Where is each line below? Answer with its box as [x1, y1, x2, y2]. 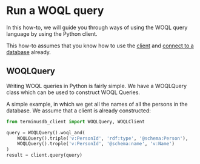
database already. [6, 48, 52, 55]
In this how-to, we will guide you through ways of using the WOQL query [6, 24, 188, 31]
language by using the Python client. [6, 30, 98, 37]
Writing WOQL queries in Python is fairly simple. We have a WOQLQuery [6, 82, 187, 89]
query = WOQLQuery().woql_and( [6, 129, 85, 135]
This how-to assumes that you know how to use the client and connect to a [6, 42, 194, 49]
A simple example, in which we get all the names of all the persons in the [6, 100, 188, 108]
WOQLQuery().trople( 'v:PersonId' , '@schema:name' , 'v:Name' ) [17, 141, 175, 147]
